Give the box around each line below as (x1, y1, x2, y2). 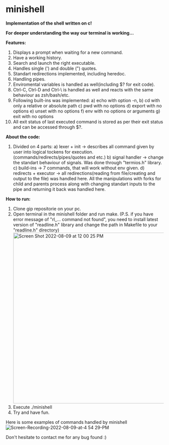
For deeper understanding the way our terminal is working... (6, 30, 134, 36)
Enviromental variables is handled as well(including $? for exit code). (13, 81, 155, 87)
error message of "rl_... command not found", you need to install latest (13, 216, 158, 222)
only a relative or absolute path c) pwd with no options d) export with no (13, 102, 162, 108)
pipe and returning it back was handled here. (13, 186, 106, 192)
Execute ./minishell (13, 404, 52, 410)
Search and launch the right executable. (13, 60, 96, 66)
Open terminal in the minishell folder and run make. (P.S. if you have (13, 211, 153, 217)
